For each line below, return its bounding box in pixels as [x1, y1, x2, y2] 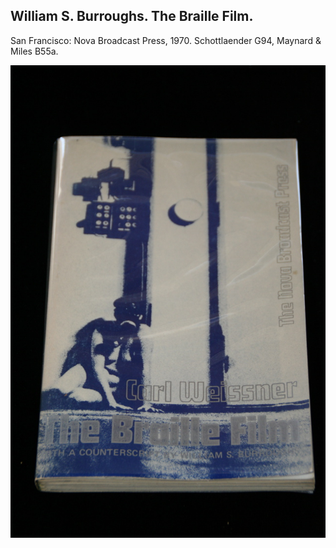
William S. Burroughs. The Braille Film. [10, 8, 254, 25]
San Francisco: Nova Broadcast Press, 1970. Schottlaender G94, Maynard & [10, 34, 322, 46]
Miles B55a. [10, 45, 59, 57]
